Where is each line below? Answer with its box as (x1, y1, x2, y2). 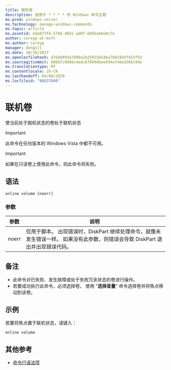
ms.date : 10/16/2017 (5, 50, 49, 55)
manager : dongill (5, 45, 42, 50)
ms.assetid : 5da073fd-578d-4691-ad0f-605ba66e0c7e (5, 31, 115, 36)
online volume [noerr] (5, 191, 53, 196)
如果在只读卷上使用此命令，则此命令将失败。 (5, 161, 99, 167)
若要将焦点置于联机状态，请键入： (5, 320, 77, 326)
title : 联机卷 (5, 7, 33, 13)
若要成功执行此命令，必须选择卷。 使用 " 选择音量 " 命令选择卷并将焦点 (12, 283, 159, 289)
